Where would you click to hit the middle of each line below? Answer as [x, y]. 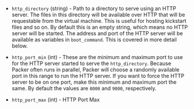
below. [20, 46]
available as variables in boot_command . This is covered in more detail [94, 40]
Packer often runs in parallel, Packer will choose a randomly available [96, 69]
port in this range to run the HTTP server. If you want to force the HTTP [98, 76]
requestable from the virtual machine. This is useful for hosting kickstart [99, 21]
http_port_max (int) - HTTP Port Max [56, 100]
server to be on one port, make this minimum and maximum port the [94, 82]
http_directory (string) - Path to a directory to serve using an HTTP [94, 8]
